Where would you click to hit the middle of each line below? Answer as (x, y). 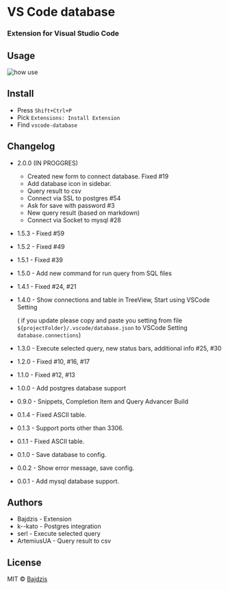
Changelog (31, 146)
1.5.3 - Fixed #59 (41, 233)
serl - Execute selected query (59, 534)
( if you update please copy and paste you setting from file (100, 320)
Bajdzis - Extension (44, 519)
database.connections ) (49, 335)
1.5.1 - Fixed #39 (40, 260)
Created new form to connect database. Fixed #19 (98, 176)
